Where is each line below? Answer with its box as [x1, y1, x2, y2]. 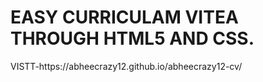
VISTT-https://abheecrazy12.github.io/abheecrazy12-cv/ [10, 60, 243, 72]
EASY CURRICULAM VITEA [10, 6, 239, 29]
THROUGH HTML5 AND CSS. [10, 27, 255, 50]
